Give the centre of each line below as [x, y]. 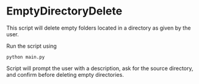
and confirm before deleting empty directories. [65, 74]
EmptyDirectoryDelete [64, 11]
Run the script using [31, 46]
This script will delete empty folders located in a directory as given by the [99, 28]
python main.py [26, 57]
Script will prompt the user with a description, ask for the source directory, [100, 68]
